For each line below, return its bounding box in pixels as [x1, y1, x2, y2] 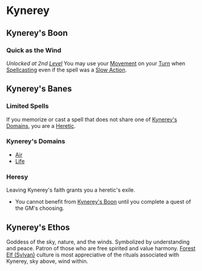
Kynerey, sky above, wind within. [6, 257, 89, 264]
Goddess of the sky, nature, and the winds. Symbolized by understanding [6, 238, 190, 246]
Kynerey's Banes [6, 84, 72, 94]
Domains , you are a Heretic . [6, 122, 76, 129]
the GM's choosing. [15, 204, 65, 212]
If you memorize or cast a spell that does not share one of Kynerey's [6, 116, 178, 123]
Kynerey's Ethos [6, 222, 70, 232]
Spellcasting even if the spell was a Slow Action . [6, 66, 127, 73]
